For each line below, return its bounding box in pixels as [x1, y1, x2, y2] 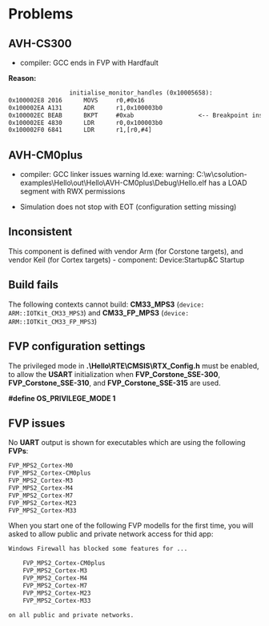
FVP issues [8, 416, 66, 430]
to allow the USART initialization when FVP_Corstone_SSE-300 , [8, 369, 220, 379]
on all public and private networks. [8, 611, 134, 619]
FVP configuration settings [8, 339, 146, 353]
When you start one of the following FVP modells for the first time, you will [8, 521, 254, 531]
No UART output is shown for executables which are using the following [8, 438, 246, 447]
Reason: [8, 74, 37, 82]
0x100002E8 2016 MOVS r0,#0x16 [8, 96, 146, 104]
